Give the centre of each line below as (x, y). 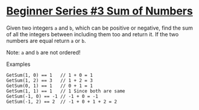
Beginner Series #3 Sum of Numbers (99, 11)
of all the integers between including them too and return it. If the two (93, 34)
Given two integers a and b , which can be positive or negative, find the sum (99, 28)
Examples (18, 64)
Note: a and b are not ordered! (43, 52)
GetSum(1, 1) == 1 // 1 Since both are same (66, 91)
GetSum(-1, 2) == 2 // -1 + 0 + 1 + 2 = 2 (62, 102)
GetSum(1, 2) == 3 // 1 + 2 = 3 (50, 80)
